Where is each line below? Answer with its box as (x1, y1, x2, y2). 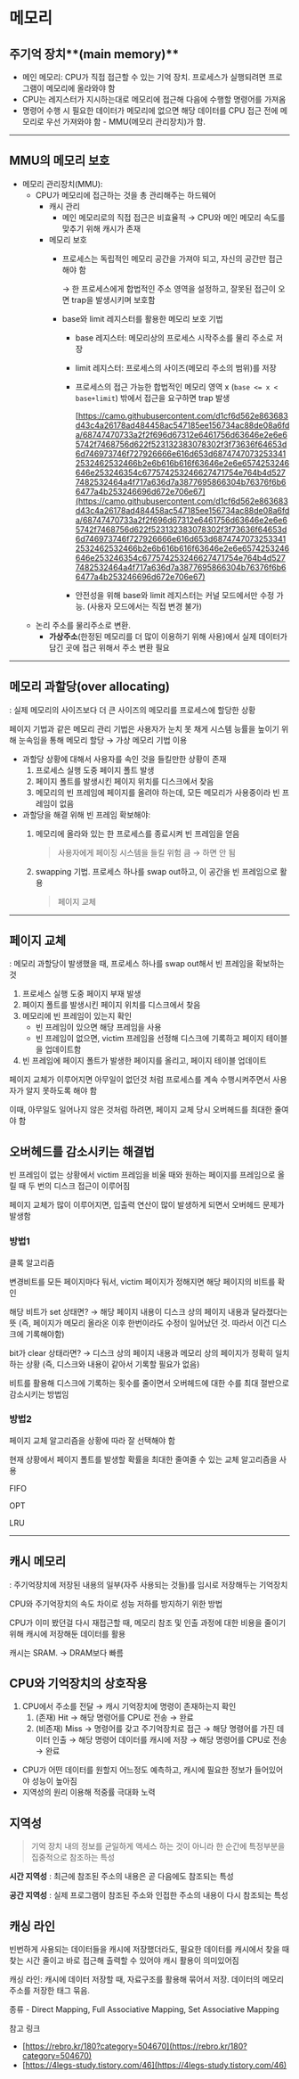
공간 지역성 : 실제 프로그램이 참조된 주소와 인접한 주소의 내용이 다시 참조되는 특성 (9, 1890, 289, 1901)
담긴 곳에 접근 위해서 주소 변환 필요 (48, 642, 171, 653)
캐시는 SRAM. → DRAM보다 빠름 (9, 1647, 125, 1658)
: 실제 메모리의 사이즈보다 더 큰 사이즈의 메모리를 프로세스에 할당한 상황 (9, 704, 256, 715)
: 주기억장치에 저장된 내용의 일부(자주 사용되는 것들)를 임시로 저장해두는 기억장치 (9, 1579, 288, 1590)
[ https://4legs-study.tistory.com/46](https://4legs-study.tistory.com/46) (21, 2060, 287, 2071)
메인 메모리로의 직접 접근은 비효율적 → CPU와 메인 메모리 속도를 (61, 211, 286, 223)
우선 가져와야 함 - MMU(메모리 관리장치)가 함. (45, 117, 206, 127)
